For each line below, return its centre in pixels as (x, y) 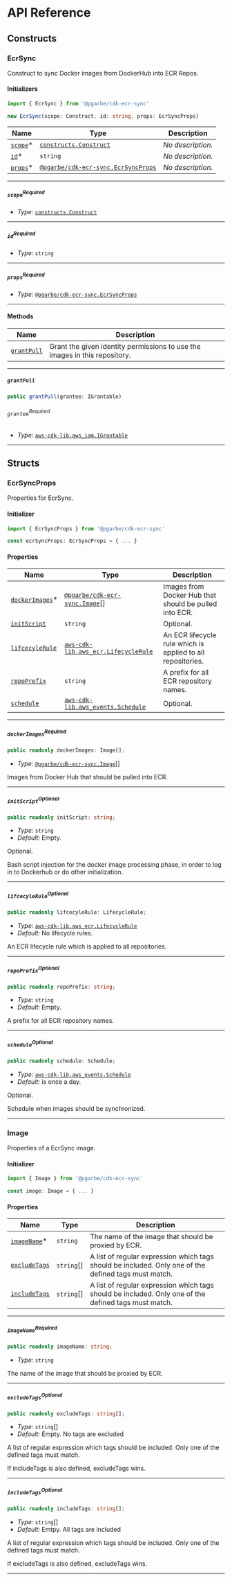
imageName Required (32, 1329)
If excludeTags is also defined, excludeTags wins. (77, 1563)
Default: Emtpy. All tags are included (69, 1529)
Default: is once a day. (49, 1081)
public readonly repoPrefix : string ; (61, 987)
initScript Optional (33, 800)
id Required (21, 235)
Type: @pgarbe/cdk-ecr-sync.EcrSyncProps (77, 294)
